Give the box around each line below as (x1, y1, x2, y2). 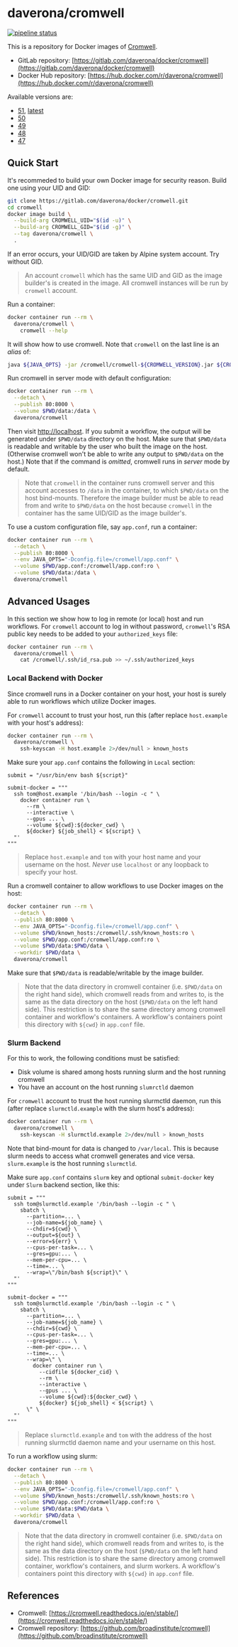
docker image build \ (7, 210, 72, 218)
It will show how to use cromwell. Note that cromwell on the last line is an (7, 340, 220, 348)
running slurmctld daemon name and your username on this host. (24, 1438, 216, 1447)
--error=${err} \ (25, 1238, 78, 1245)
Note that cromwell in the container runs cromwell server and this (24, 478, 215, 487)
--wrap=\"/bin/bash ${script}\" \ (25, 1269, 129, 1277)
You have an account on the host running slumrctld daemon (17, 1083, 194, 1092)
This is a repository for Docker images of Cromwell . (7, 42, 158, 50)
